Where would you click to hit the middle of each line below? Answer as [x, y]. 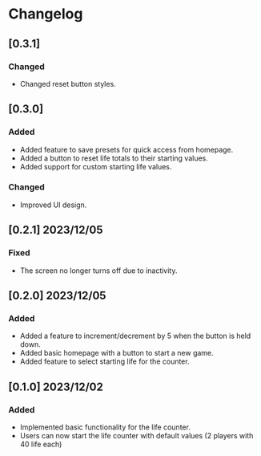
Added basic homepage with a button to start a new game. [116, 353]
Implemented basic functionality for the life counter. [105, 427]
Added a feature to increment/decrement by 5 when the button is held [135, 336]
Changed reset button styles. [68, 83]
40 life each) [41, 444]
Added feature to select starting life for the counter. [104, 361]
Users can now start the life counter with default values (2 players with [137, 435]
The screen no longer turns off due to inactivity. [98, 271]
